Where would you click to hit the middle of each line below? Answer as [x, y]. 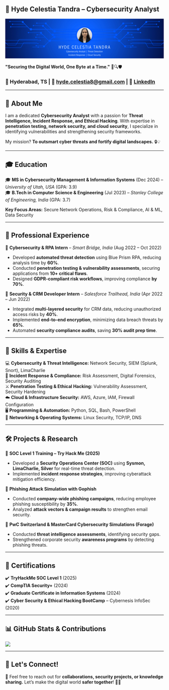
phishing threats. [30, 545]
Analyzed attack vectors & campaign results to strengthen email [80, 509]
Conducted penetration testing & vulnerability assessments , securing [86, 268]
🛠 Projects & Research [41, 439]
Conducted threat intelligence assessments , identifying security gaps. [87, 534]
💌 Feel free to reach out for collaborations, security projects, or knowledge [84, 676]
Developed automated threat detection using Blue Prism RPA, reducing [87, 257]
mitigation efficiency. [34, 479]
